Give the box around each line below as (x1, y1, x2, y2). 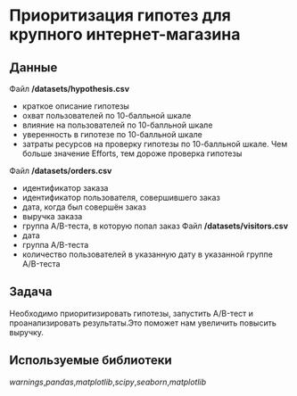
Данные (9, 60, 58, 75)
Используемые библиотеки (9, 353, 172, 368)
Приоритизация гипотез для (9, 5, 232, 26)
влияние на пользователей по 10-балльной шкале (21, 120, 213, 130)
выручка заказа (21, 211, 83, 221)
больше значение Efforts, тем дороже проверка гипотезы (21, 148, 243, 159)
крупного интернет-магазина (9, 24, 241, 45)
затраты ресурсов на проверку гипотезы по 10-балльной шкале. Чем (21, 139, 288, 149)
